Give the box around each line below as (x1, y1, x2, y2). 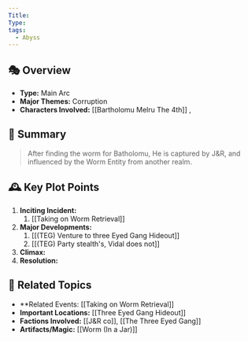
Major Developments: (19, 222, 92, 232)
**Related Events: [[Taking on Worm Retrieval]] (19, 300, 175, 309)
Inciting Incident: (19, 205, 77, 215)
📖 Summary (8, 127, 67, 142)
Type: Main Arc (19, 88, 71, 98)
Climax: (19, 247, 46, 256)
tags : (8, 26, 26, 34)
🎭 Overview (8, 64, 71, 77)
